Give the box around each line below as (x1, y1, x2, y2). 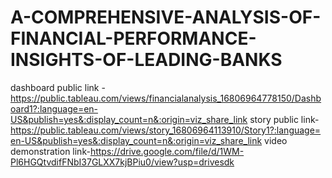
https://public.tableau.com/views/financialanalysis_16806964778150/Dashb (10, 92, 322, 104)
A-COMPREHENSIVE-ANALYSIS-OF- (10, 6, 322, 29)
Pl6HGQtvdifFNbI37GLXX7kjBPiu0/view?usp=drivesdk (10, 156, 235, 168)
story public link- (249, 113, 320, 125)
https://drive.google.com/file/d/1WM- (89, 145, 245, 157)
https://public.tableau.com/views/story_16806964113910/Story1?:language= (10, 124, 322, 136)
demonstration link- (10, 145, 91, 157)
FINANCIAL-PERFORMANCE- (10, 27, 257, 50)
